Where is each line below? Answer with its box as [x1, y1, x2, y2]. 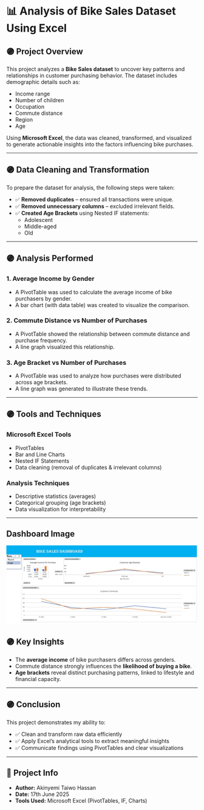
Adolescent [24, 216, 53, 223]
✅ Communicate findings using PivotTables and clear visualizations [15, 744, 184, 751]
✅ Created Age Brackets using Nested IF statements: [15, 209, 150, 216]
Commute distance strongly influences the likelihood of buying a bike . [15, 662, 192, 670]
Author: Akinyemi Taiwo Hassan [15, 784, 96, 791]
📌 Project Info [6, 768, 59, 778]
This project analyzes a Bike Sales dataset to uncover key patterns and [6, 66, 185, 72]
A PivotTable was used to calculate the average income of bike [15, 288, 172, 296]
